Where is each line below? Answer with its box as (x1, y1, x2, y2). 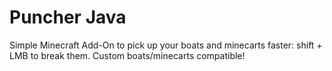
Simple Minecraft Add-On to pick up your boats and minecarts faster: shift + (9, 39, 323, 51)
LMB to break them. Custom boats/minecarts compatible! (9, 49, 246, 61)
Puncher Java (9, 6, 127, 29)
